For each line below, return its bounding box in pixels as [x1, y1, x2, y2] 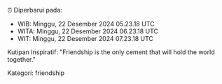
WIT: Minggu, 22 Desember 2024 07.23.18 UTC [17, 35, 154, 42]
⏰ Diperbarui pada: [7, 6, 63, 14]
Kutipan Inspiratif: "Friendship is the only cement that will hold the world [7, 48, 215, 56]
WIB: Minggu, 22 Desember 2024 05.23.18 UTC [17, 20, 155, 28]
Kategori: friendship [7, 69, 65, 77]
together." [7, 56, 36, 63]
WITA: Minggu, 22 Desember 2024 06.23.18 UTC [17, 27, 159, 35]
